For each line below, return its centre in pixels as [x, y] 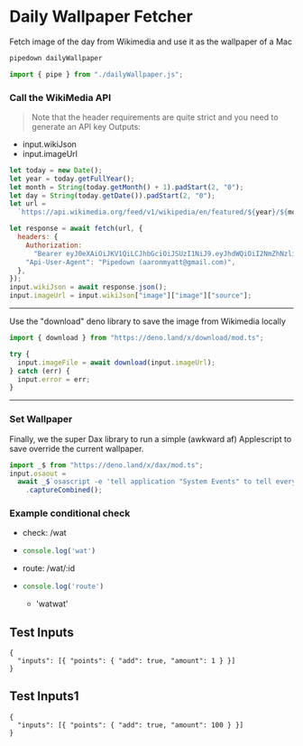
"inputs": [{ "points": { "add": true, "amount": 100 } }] [131, 725]
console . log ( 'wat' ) [59, 551]
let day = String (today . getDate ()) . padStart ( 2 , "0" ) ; [113, 196]
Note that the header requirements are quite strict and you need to [155, 117]
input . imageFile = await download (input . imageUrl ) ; [117, 363]
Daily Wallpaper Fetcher [101, 17]
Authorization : [54, 245]
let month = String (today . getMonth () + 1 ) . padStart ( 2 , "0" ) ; [127, 187]
